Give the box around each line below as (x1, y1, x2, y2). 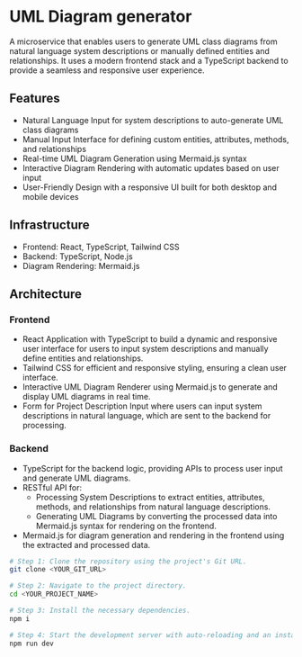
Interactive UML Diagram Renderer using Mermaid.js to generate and (22, 382, 279, 392)
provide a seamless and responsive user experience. (9, 65, 205, 76)
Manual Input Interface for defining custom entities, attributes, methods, (22, 133, 289, 145)
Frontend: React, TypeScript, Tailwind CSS (22, 241, 180, 252)
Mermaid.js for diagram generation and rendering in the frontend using (22, 529, 285, 541)
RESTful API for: (22, 481, 83, 492)
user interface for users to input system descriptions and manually (22, 344, 269, 355)
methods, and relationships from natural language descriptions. (35, 501, 271, 512)
